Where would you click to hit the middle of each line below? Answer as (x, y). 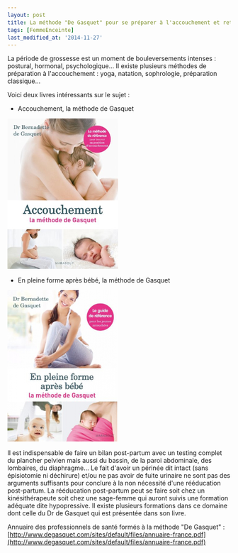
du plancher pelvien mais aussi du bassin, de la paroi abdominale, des (110, 461)
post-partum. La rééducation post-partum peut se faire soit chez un (106, 491)
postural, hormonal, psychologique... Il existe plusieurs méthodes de (107, 66)
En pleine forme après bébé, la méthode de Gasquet (94, 280)
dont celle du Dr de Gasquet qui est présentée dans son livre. (97, 513)
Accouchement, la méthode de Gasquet (76, 109)
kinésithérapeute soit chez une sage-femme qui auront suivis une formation (118, 498)
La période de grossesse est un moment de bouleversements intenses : (112, 59)
